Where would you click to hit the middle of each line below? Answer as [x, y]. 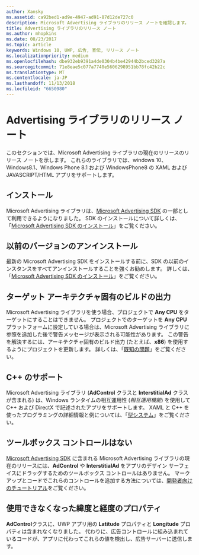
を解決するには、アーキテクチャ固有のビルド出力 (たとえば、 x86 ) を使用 [95, 342]
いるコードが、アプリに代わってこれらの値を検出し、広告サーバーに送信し [97, 538]
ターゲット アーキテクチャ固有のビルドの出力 [89, 296]
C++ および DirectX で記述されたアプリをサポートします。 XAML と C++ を [98, 408]
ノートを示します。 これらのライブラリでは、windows [89, 160]
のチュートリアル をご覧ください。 [48, 488]
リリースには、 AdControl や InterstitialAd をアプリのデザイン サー [97, 465]
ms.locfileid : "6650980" [37, 89]
